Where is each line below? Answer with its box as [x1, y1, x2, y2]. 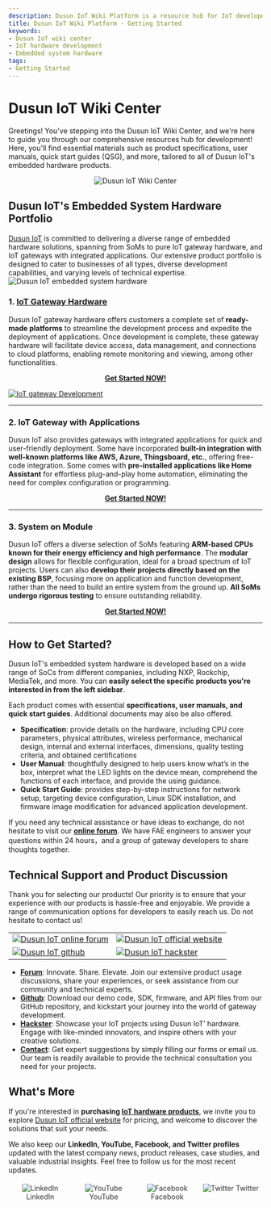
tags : [8, 57, 27, 65]
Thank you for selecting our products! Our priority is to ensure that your [8, 890, 246, 900]
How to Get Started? [8, 637, 113, 651]
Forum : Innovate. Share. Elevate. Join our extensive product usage [19, 967, 242, 977]
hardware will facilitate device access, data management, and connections [8, 340, 256, 350]
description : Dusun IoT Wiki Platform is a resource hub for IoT [8, 11, 232, 20]
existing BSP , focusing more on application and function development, [8, 574, 244, 584]
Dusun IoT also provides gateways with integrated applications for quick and [8, 435, 262, 445]
